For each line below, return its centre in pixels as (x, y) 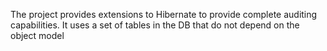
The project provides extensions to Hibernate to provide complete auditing (164, 14)
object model (37, 35)
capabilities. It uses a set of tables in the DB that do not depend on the (155, 25)
